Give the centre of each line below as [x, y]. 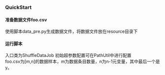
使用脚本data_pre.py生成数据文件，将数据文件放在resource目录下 [71, 31]
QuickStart [18, 7]
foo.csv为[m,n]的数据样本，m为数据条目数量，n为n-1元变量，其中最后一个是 [82, 62]
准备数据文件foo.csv [26, 20]
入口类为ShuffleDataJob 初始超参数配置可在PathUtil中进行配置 [68, 55]
